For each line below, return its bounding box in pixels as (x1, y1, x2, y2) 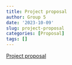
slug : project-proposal (6, 25, 65, 31)
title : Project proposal (6, 8, 67, 15)
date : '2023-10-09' (6, 19, 54, 25)
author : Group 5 (6, 14, 46, 20)
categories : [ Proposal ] (6, 31, 65, 37)
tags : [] (6, 36, 28, 42)
